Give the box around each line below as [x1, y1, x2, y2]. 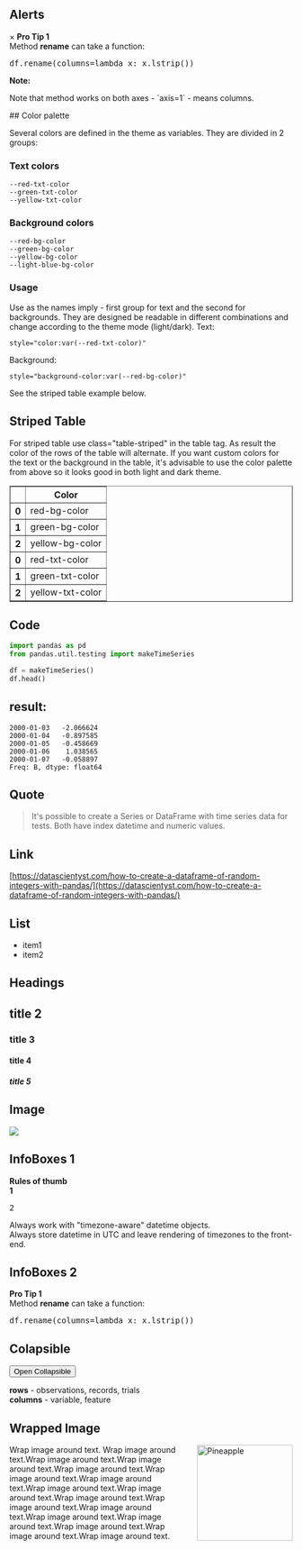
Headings [9, 975, 65, 990]
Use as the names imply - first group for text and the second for [9, 302, 246, 313]
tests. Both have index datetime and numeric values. [31, 820, 226, 832]
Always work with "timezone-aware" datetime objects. [9, 1219, 211, 1230]
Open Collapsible [13, 1367, 72, 1377]
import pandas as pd [9, 642, 87, 651]
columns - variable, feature [9, 1394, 111, 1405]
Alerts [9, 7, 45, 23]
